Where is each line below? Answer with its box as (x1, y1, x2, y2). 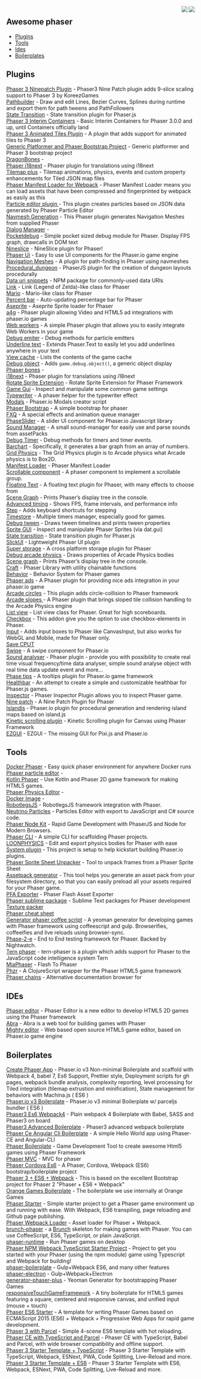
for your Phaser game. (6, 884, 62, 891)
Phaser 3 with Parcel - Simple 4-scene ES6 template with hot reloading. (6, 1327, 183, 1335)
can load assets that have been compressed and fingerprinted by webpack (6, 187, 191, 195)
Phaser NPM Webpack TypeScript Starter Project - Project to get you (6, 1244, 176, 1252)
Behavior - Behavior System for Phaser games (6, 570, 121, 577)
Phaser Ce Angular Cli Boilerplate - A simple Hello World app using (6, 1130, 171, 1137)
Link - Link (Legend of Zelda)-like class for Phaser (6, 283, 130, 290)
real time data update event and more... (6, 666, 103, 673)
